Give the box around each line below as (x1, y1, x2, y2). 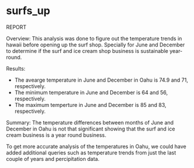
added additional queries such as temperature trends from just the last (6, 149, 176, 156)
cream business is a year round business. (6, 131, 107, 139)
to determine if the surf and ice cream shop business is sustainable (6, 47, 169, 54)
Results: (6, 65, 26, 72)
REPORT (6, 23, 27, 31)
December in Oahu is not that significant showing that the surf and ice (6, 125, 175, 132)
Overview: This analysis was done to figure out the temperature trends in (6, 35, 182, 42)
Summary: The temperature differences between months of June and (6, 119, 174, 126)
